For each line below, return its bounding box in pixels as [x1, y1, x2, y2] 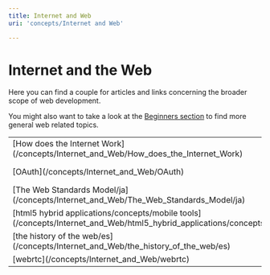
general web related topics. [8, 120, 99, 129]
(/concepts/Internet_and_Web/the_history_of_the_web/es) [12, 240, 231, 252]
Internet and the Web [8, 61, 153, 79]
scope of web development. [8, 96, 101, 105]
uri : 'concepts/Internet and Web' [8, 19, 125, 27]
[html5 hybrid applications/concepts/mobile [12, 207, 178, 219]
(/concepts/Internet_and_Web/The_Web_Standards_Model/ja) [12, 195, 246, 206]
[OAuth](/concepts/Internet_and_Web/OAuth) [12, 166, 185, 178]
